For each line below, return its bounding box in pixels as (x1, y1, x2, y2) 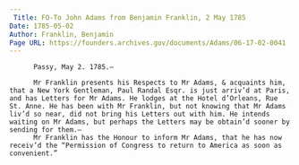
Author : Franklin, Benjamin (9, 30, 115, 39)
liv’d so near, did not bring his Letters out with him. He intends (9, 109, 270, 119)
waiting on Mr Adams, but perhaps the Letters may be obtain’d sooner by (9, 117, 291, 126)
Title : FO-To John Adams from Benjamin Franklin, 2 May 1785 (13, 13, 246, 22)
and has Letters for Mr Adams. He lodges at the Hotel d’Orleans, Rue (9, 94, 278, 103)
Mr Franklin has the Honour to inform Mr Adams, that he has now (32, 134, 282, 143)
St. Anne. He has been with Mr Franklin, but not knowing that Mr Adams (9, 102, 286, 111)
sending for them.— (9, 126, 82, 135)
